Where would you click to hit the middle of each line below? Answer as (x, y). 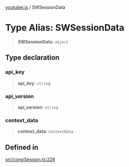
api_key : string (34, 83)
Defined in (22, 147)
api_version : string (38, 107)
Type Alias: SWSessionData (65, 28)
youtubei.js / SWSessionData (35, 7)
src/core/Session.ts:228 (30, 159)
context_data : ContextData (45, 132)
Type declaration (32, 58)
